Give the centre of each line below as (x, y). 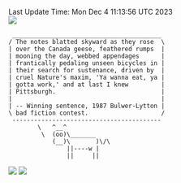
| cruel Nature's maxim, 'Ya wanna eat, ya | (86, 77)
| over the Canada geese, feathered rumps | (86, 49)
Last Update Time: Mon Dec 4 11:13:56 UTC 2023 (90, 12)
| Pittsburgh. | (86, 92)
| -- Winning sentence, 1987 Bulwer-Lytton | (86, 106)
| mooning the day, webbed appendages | (86, 56)
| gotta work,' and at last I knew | (86, 85)
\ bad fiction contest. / (86, 113)
